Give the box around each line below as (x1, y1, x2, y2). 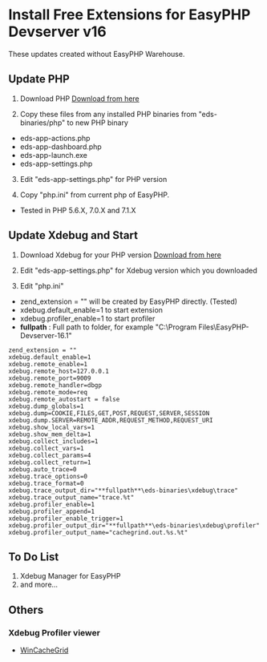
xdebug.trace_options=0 (8, 472, 88, 480)
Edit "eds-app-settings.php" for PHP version (19, 174, 168, 184)
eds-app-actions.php (19, 133, 91, 143)
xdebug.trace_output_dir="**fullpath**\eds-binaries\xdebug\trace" (8, 486, 239, 494)
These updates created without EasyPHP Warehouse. (8, 49, 185, 59)
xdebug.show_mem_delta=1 (8, 430, 91, 438)
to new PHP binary (67, 118, 128, 127)
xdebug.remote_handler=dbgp (8, 381, 103, 390)
